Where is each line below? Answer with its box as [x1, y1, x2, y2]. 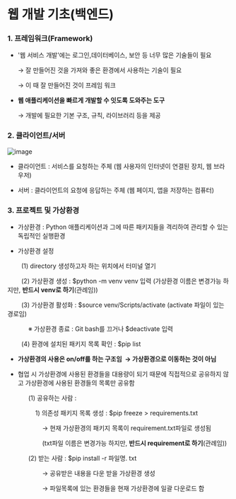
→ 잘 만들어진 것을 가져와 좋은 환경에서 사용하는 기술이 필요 [17, 66, 182, 74]
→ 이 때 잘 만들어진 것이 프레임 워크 [17, 81, 117, 89]
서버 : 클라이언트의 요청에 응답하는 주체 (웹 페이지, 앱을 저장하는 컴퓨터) [17, 186, 214, 194]
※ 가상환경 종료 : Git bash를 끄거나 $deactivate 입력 [28, 325, 173, 333]
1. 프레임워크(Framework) [7, 33, 93, 43]
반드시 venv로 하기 [22, 286, 74, 294]
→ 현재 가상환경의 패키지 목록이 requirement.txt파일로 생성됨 [42, 424, 212, 432]
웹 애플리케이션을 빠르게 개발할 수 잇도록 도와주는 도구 [17, 96, 165, 105]
